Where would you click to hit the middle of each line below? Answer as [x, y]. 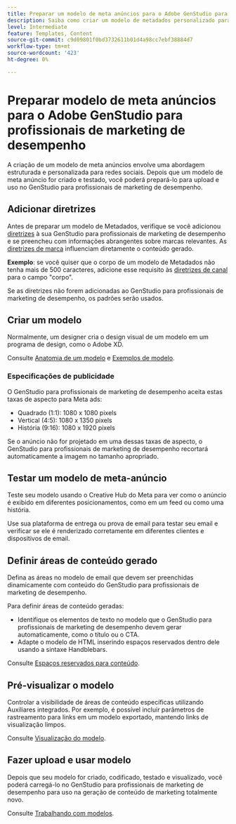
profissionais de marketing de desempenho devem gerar [99, 627]
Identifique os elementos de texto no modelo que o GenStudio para [114, 620]
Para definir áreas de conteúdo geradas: [66, 606]
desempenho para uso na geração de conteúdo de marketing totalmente [112, 792]
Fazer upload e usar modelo [69, 760]
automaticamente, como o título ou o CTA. [78, 635]
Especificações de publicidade [61, 377]
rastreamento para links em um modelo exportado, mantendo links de [108, 717]
